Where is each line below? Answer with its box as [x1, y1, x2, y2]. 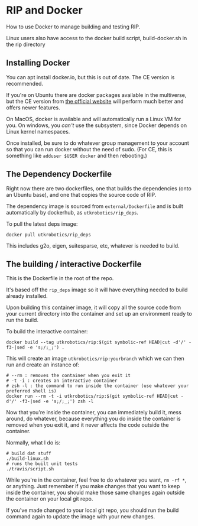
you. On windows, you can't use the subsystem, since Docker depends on [6, 122, 187, 129]
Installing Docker [6, 58, 70, 68]
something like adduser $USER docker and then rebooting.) [6, 152, 148, 159]
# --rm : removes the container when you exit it [6, 373, 131, 379]
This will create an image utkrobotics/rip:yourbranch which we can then [6, 355, 184, 362]
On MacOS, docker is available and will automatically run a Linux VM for [6, 115, 181, 122]
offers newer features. [6, 104, 60, 111]
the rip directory [6, 41, 46, 48]
